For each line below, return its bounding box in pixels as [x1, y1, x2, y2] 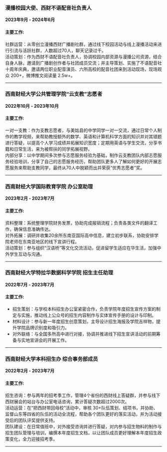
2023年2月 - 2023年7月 [5, 196, 55, 202]
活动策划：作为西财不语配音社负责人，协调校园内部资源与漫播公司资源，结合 [5, 53, 162, 59]
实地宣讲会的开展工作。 [21, 337, 70, 343]
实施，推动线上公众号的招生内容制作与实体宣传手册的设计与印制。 [21, 312, 157, 318]
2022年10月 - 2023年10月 [5, 103, 59, 109]
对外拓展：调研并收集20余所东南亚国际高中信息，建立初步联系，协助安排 [5, 232, 155, 238]
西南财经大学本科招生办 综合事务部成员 [5, 355, 98, 362]
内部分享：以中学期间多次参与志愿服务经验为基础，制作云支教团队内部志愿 [5, 152, 158, 158]
